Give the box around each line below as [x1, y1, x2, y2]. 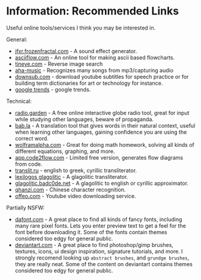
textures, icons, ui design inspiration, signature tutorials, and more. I [14, 247, 183, 255]
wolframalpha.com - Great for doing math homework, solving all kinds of [14, 141, 195, 148]
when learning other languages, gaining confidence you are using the [14, 128, 187, 135]
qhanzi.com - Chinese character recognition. [14, 185, 126, 193]
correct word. [14, 134, 49, 142]
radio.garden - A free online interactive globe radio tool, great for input [14, 109, 190, 116]
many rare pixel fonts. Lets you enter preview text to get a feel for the [14, 222, 186, 229]
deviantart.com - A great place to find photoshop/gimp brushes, [14, 241, 174, 248]
